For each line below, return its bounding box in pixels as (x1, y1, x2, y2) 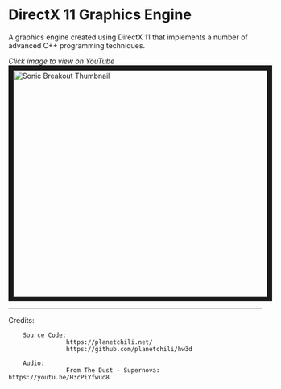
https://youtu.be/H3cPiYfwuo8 (8, 373, 110, 381)
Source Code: (23, 331, 67, 339)
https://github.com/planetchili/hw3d (65, 345, 193, 353)
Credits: (8, 315, 35, 325)
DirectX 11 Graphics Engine (8, 6, 192, 24)
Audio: (23, 359, 45, 367)
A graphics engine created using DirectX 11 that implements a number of (8, 32, 248, 42)
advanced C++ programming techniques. (8, 40, 146, 50)
